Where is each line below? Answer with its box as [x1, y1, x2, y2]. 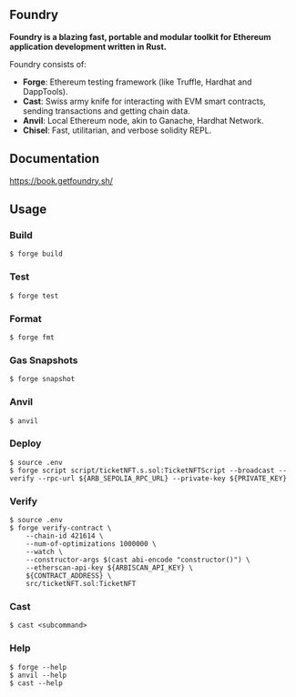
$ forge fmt [9, 332, 55, 342]
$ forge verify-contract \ [9, 523, 112, 533]
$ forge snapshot [9, 375, 76, 384]
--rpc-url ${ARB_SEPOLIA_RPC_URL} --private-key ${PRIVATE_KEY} [37, 473, 287, 483]
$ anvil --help [9, 671, 67, 680]
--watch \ [26, 548, 64, 557]
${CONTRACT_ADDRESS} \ [26, 571, 112, 581]
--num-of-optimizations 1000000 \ [26, 540, 157, 549]
